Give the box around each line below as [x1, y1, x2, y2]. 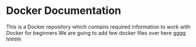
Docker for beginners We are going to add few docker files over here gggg [6, 29, 186, 36]
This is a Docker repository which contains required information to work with [6, 23, 191, 30]
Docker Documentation [6, 4, 122, 17]
